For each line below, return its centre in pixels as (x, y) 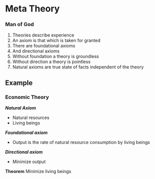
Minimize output (29, 162)
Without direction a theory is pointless (51, 62)
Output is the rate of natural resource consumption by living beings (81, 142)
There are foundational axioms (44, 46)
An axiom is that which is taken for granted (56, 40)
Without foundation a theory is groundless (56, 56)
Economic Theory (27, 97)
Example (19, 83)
